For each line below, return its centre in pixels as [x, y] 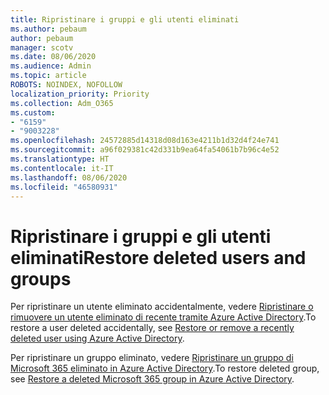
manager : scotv [42, 47]
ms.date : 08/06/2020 [53, 57]
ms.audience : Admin [51, 66]
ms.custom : [33, 112]
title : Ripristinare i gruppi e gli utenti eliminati [125, 19]
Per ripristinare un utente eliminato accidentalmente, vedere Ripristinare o [162, 307]
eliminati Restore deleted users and [158, 257]
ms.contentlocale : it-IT [62, 168]
